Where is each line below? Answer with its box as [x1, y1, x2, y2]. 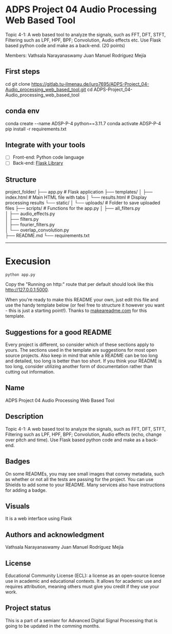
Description [5, 412, 44, 421]
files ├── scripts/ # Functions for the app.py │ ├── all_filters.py [5, 205, 141, 212]
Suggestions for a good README [5, 328, 112, 337]
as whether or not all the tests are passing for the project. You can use [5, 476, 154, 482]
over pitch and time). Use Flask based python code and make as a [5, 436, 145, 443]
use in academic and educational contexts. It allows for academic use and [5, 578, 161, 584]
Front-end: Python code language [12, 154, 84, 160]
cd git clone [5, 81, 31, 87]
